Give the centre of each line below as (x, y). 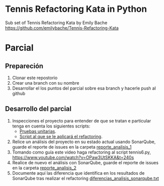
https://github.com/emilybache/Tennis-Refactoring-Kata (62, 28)
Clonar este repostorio (35, 78)
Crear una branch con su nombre (46, 83)
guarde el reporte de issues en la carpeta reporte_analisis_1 (72, 147)
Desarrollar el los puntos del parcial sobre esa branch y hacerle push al (84, 88)
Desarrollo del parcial (38, 109)
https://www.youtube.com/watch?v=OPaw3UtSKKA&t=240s (73, 157)
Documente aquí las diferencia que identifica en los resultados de (78, 173)
